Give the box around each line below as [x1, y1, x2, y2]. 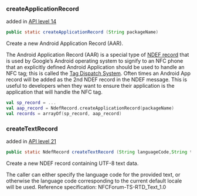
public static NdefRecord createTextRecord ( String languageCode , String [6, 149, 188, 155]
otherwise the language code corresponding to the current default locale [6, 177, 182, 184]
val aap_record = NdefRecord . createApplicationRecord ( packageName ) [6, 105, 175, 111]
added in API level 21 [6, 138, 57, 145]
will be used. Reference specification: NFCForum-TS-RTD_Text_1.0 [6, 183, 167, 190]
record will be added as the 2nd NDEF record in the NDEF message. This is [6, 76, 188, 83]
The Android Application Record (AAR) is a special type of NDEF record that [6, 51, 189, 59]
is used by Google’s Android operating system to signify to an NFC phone [6, 57, 184, 64]
